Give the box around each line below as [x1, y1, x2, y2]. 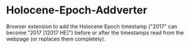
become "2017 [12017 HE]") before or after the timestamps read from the [6, 29, 184, 36]
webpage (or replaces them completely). [6, 35, 106, 42]
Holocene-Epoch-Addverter [6, 4, 147, 17]
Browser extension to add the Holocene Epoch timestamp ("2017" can [6, 23, 178, 30]
